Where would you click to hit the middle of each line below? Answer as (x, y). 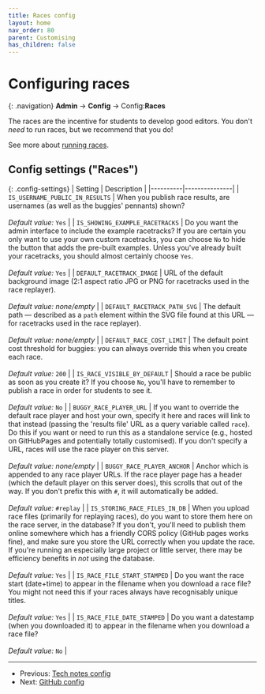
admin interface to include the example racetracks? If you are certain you (127, 231)
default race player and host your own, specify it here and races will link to (129, 415)
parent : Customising (42, 38)
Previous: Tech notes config (65, 673)
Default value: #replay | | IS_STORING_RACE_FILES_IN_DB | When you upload (129, 507)
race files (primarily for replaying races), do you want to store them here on (131, 516)
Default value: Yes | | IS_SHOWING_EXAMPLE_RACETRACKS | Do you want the (123, 222)
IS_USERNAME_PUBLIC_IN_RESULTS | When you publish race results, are (119, 197)
